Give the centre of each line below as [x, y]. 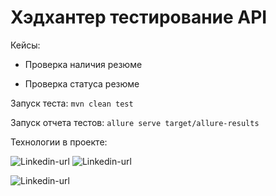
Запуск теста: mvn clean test [72, 103]
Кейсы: [25, 45]
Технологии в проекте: [59, 142]
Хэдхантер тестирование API [139, 17]
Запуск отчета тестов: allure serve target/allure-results [135, 122]
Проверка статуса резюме [82, 83]
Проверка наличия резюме [83, 64]
